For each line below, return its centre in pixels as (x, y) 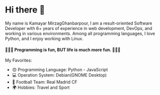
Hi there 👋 (25, 10)
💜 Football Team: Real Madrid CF (44, 82)
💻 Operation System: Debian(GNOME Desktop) (59, 75)
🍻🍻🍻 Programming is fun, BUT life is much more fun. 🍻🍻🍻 (63, 50)
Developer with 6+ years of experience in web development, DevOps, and (79, 28)
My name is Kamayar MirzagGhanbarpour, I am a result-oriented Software (79, 23)
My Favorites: (19, 60)
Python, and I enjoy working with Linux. (44, 39)
